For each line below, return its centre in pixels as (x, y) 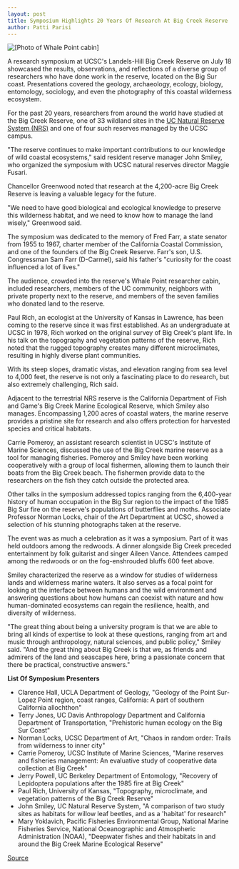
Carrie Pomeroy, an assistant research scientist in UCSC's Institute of (109, 443)
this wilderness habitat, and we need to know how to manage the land (110, 216)
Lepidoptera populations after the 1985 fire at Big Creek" (101, 783)
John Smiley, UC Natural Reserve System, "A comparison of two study (121, 806)
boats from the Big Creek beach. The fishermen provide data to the (106, 473)
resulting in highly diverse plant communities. (74, 356)
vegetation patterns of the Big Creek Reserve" (86, 799)
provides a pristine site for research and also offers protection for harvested (119, 421)
